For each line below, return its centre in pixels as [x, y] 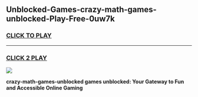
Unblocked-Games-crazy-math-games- [82, 10]
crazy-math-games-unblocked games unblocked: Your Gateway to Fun [95, 81]
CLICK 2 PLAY [27, 58]
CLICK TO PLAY [29, 36]
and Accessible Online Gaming [44, 88]
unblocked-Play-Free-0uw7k [60, 19]
